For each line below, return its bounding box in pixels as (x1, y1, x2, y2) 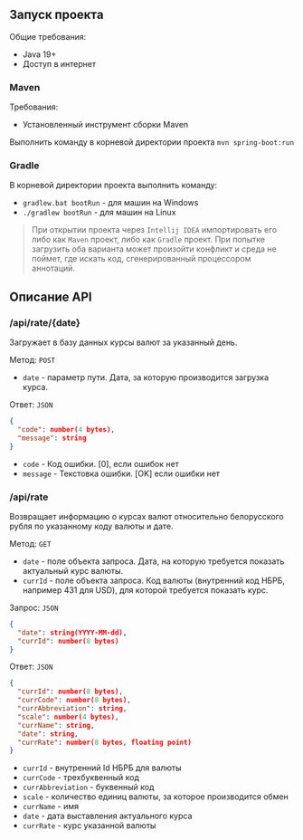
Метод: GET (9, 538, 52, 549)
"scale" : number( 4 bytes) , (17, 712, 119, 721)
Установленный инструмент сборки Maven (22, 119, 189, 130)
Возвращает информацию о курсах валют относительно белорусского (9, 511, 284, 521)
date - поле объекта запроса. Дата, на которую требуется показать (22, 556, 285, 567)
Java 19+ (22, 49, 57, 60)
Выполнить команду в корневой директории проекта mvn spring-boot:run (9, 137, 295, 148)
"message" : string (17, 434, 88, 443)
